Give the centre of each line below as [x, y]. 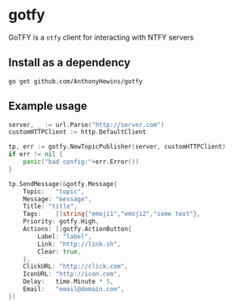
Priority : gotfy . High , [61, 222]
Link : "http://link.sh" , [79, 244]
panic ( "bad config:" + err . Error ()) [81, 162]
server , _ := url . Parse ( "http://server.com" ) [86, 124]
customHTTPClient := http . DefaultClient [78, 132]
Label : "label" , [65, 236]
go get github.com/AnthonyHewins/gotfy [76, 81]
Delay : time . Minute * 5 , [68, 282]
